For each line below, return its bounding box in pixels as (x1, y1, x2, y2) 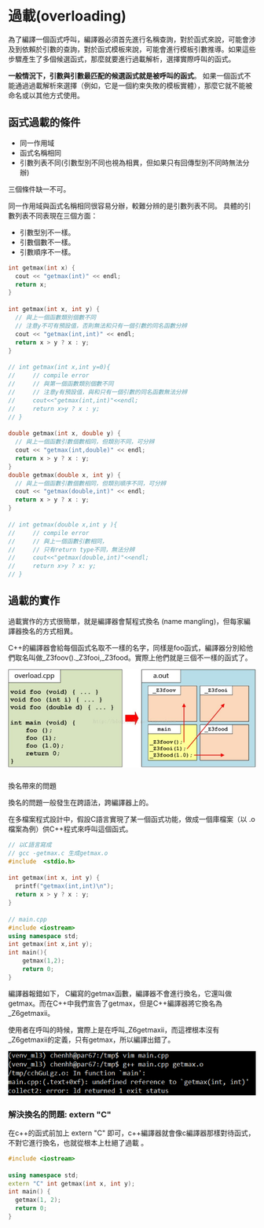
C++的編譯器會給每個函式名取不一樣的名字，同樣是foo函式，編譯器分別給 (8, 643, 247, 652)
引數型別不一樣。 (19, 227, 75, 236)
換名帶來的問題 (8, 781, 57, 790)
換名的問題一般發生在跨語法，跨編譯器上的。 (8, 797, 153, 807)
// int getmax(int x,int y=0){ (8, 363, 111, 372)
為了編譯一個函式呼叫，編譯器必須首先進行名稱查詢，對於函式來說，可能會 (8, 35, 249, 44)
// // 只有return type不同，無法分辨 (8, 545, 135, 554)
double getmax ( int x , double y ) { (8, 430, 122, 438)
